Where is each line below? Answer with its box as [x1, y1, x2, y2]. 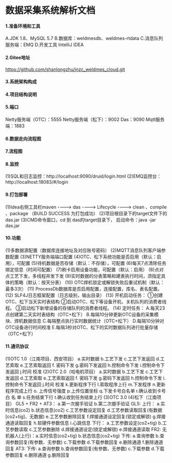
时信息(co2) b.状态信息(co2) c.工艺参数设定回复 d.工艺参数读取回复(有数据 [5, 407, 163, 413]
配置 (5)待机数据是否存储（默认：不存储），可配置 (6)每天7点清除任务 [21, 260, 167, 266]
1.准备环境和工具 [5, 23, 41, 29]
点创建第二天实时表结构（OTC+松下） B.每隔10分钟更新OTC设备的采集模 [5, 311, 159, 317]
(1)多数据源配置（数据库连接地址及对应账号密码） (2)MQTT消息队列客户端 [5, 247, 162, 253]
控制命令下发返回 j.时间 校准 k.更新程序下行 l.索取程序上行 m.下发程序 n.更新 [5, 381, 166, 388]
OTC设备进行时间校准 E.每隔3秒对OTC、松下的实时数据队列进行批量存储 [5, 324, 158, 330]
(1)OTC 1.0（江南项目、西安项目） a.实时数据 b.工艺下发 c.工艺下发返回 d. [5, 355, 161, 362]
